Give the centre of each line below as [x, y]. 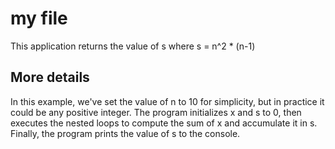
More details [50, 77]
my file [39, 18]
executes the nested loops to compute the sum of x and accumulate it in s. [164, 123]
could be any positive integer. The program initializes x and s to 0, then [156, 112]
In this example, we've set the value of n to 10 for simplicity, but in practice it [167, 101]
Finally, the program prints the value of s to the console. [125, 133]
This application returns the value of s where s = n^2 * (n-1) [133, 46]
